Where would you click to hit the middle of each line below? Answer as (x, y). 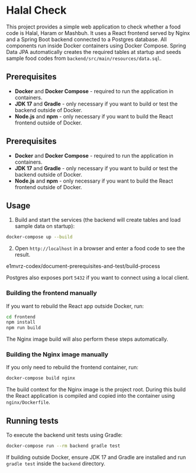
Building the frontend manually (52, 293)
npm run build (24, 328)
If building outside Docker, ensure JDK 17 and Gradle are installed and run (96, 458)
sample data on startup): (45, 226)
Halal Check (36, 10)
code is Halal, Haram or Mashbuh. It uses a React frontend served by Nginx (98, 33)
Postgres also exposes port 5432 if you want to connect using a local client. (98, 278)
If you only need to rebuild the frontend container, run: (72, 367)
